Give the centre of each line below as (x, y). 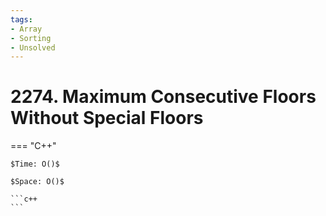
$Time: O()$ (35, 164)
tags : (21, 19)
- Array (26, 29)
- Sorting (31, 38)
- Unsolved (33, 47)
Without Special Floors (107, 118)
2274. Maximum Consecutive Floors (163, 97)
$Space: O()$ (37, 182)
